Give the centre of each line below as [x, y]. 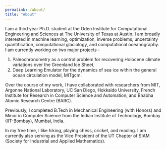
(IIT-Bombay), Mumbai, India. [35, 121]
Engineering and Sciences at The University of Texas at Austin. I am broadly [83, 34]
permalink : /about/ [25, 10]
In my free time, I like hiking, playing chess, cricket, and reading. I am [76, 130]
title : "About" [21, 14]
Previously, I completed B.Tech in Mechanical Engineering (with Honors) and [83, 110]
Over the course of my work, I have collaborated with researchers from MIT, [83, 84]
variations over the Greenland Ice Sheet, [54, 65]
